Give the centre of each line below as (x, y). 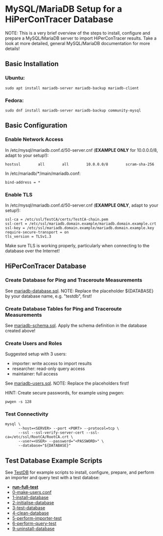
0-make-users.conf (32, 492)
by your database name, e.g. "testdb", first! (48, 296)
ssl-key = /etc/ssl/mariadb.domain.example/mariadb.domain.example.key (80, 228)
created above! (20, 330)
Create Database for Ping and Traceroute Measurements (74, 280)
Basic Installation (32, 64)
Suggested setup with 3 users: (36, 354)
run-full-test (25, 487)
